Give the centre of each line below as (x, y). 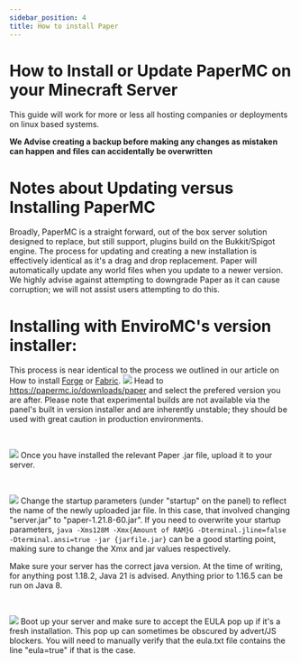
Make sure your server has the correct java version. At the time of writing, (146, 566)
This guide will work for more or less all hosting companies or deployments (149, 115)
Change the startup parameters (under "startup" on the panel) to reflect (153, 501)
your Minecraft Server (94, 90)
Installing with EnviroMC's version (141, 326)
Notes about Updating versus (122, 188)
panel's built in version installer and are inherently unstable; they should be (149, 410)
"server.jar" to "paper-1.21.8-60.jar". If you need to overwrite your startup (145, 520)
